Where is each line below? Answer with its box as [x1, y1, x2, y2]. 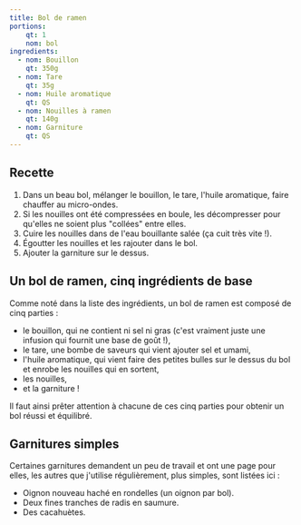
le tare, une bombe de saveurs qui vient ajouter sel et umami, [22, 344, 251, 355]
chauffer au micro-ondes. [22, 199, 119, 210]
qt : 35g [25, 81, 54, 90]
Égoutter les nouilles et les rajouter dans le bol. [22, 237, 198, 248]
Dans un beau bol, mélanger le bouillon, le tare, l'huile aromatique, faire [22, 189, 289, 200]
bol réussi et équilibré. [9, 410, 92, 421]
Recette [9, 165, 54, 181]
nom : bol [25, 38, 59, 48]
